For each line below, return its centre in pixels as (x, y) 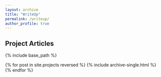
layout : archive (22, 10)
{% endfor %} (19, 70)
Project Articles (30, 43)
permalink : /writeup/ (27, 19)
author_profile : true (27, 23)
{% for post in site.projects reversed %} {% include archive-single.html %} (81, 65)
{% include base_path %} (31, 55)
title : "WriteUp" (23, 14)
